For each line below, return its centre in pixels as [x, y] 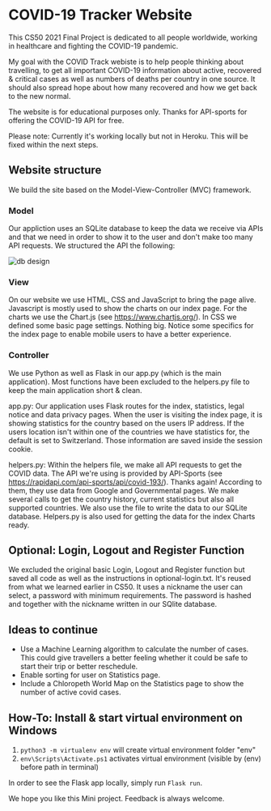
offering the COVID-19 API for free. [66, 120]
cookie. [21, 449]
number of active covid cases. [70, 692]
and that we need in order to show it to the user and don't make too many [131, 237]
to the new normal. [40, 96]
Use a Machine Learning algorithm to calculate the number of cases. [134, 649]
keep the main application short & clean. [76, 390]
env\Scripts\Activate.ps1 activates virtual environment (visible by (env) [140, 758]
